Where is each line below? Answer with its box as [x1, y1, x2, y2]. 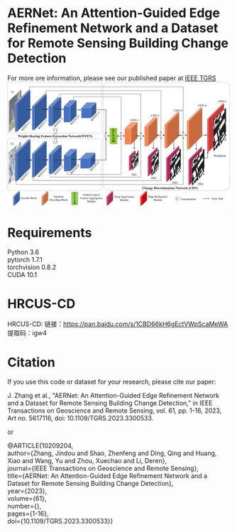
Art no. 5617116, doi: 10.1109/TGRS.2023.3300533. [7, 414, 154, 423]
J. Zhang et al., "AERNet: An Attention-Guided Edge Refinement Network [7, 391, 220, 400]
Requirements [7, 224, 92, 241]
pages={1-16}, [7, 509, 49, 518]
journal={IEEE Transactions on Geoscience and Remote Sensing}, [7, 464, 199, 473]
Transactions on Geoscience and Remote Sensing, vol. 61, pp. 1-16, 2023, [7, 406, 222, 415]
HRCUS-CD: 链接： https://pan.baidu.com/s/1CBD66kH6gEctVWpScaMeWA [7, 320, 228, 328]
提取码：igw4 [7, 329, 48, 337]
